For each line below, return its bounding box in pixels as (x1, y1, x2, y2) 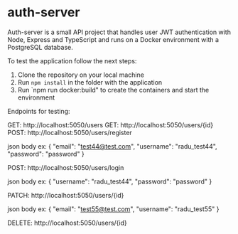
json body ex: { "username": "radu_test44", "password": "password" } (7, 177, 212, 186)
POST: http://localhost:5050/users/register (7, 128, 133, 137)
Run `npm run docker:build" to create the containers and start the (17, 85, 210, 94)
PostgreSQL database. (7, 43, 73, 51)
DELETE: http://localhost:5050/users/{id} (7, 218, 128, 227)
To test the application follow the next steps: (7, 56, 137, 65)
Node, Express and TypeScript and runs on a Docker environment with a (7, 35, 219, 43)
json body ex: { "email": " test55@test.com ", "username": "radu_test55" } (7, 204, 220, 213)
